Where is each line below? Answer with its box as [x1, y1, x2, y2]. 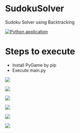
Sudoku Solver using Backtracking [5, 19, 75, 25]
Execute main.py [12, 67, 46, 73]
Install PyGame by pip [12, 62, 56, 68]
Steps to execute [5, 46, 75, 57]
